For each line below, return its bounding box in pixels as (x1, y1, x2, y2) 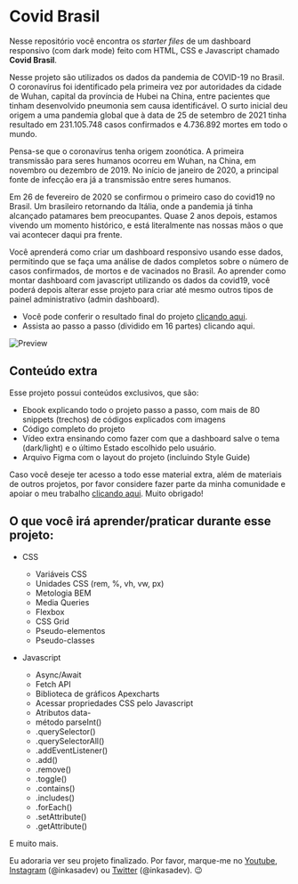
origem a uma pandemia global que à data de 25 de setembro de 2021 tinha (9, 109, 287, 120)
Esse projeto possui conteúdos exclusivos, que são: (9, 387, 199, 398)
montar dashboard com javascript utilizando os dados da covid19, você (9, 274, 270, 286)
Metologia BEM (35, 588, 92, 598)
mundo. (9, 128, 37, 139)
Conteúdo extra (9, 363, 98, 379)
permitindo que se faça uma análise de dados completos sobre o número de (9, 255, 289, 266)
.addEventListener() (35, 745, 109, 756)
